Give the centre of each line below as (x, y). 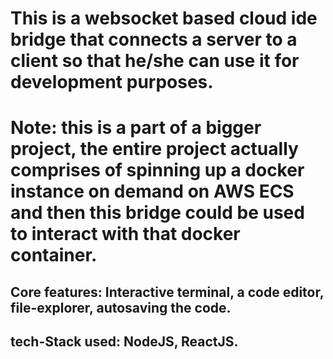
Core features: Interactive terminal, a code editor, (167, 292)
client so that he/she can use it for (155, 61)
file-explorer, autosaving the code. (121, 307)
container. (54, 255)
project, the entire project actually (154, 149)
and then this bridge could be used (157, 213)
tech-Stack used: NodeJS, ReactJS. (124, 342)
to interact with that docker (125, 234)
